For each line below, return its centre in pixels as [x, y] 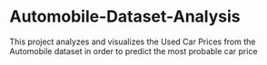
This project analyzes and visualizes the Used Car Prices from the [133, 42]
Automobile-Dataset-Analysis [125, 17]
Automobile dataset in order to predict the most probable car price [133, 51]
